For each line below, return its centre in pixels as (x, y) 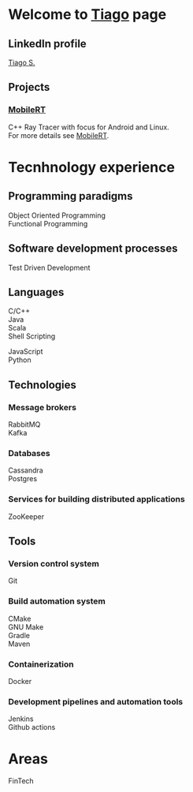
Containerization (41, 664)
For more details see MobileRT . (59, 135)
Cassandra (26, 470)
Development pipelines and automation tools (96, 701)
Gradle (19, 635)
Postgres (23, 479)
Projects (29, 87)
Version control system (54, 563)
